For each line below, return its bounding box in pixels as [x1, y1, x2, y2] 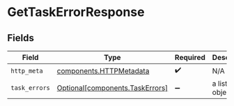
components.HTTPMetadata [56, 66, 150, 75]
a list [212, 79, 228, 88]
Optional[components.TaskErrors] [56, 83, 169, 93]
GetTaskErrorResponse [7, 4, 145, 20]
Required [174, 53, 205, 62]
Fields [7, 32, 35, 44]
